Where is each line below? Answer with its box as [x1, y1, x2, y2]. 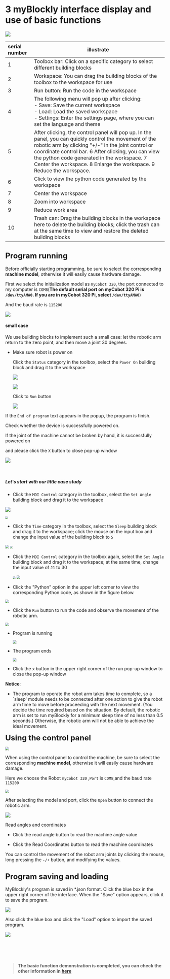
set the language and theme [33, 120, 101, 127]
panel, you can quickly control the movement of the [33, 135, 156, 142]
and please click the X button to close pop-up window [5, 447, 117, 453]
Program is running [12, 630, 53, 636]
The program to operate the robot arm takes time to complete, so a [12, 691, 152, 697]
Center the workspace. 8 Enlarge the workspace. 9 [33, 160, 155, 168]
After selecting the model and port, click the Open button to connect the [5, 797, 153, 803]
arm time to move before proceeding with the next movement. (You [12, 701, 153, 707]
